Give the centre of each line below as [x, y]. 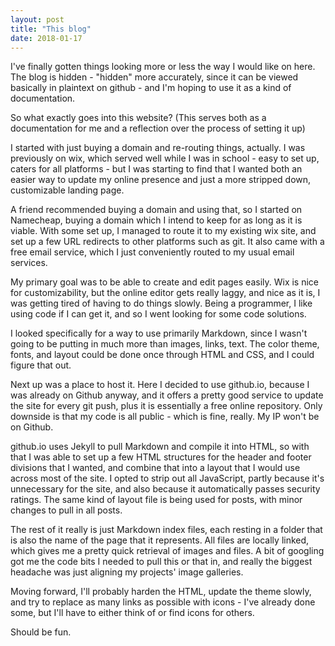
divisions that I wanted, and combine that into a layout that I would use [155, 468]
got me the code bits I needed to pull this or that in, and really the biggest [161, 562]
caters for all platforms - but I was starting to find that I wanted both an [156, 169]
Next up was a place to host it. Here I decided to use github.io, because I [160, 385]
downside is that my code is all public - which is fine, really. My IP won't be [165, 417]
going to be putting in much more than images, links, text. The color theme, [165, 344]
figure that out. [41, 365]
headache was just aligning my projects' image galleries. [127, 572]
